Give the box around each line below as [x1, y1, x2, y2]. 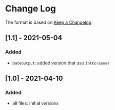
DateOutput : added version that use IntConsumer [12, 60, 110, 66]
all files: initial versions [12, 100, 58, 107]
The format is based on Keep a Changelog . [5, 19, 93, 25]
